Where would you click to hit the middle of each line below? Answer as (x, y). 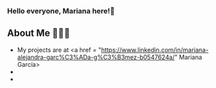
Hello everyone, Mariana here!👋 (61, 11)
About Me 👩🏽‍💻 (39, 33)
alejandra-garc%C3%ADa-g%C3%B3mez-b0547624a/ (96, 57)
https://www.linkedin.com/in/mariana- (154, 49)
